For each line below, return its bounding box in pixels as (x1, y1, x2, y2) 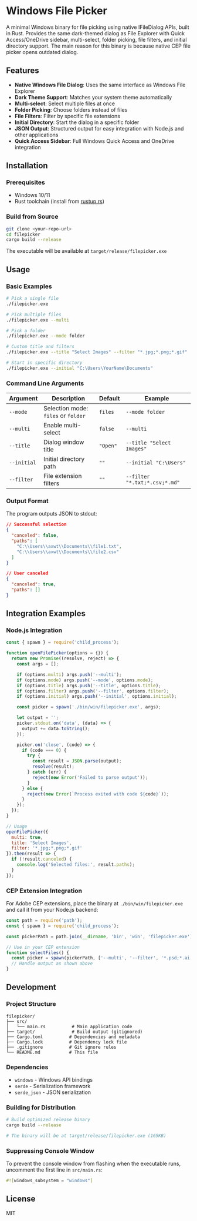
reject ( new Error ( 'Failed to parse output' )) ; (32, 774, 148, 780)
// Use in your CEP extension (6, 944, 80, 950)
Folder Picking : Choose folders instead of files (14, 106, 128, 113)
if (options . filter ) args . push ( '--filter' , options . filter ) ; (16, 688, 169, 694)
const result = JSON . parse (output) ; (32, 758, 122, 764)
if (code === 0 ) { (21, 747, 67, 753)
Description (52, 394, 86, 403)
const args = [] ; (16, 661, 59, 667)
